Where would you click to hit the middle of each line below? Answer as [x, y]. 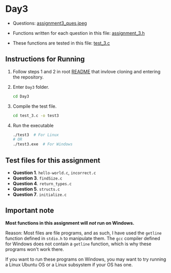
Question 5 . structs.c [36, 189]
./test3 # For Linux [36, 135]
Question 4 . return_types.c [42, 183]
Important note [30, 211]
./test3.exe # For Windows [42, 144]
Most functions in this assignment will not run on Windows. [70, 223]
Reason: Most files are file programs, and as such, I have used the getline [84, 233]
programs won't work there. [35, 249]
